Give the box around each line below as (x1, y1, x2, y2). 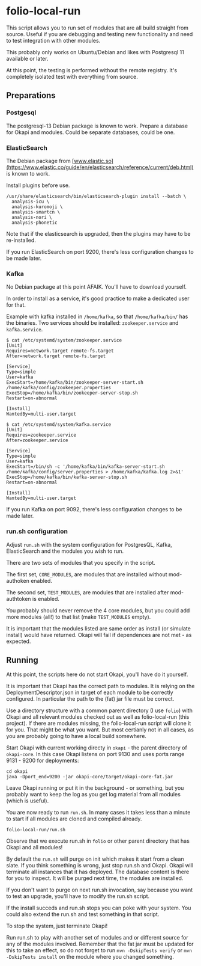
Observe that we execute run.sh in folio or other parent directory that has (6, 837, 190, 844)
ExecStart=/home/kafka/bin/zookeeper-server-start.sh (6, 380, 144, 386)
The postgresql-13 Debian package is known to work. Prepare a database (6, 122, 188, 129)
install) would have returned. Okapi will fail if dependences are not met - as (6, 631, 192, 638)
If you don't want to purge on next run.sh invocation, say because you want (6, 886, 193, 894)
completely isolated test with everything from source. (6, 73, 138, 80)
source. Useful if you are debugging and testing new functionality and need (6, 30, 193, 37)
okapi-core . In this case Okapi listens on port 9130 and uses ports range (6, 751, 185, 758)
